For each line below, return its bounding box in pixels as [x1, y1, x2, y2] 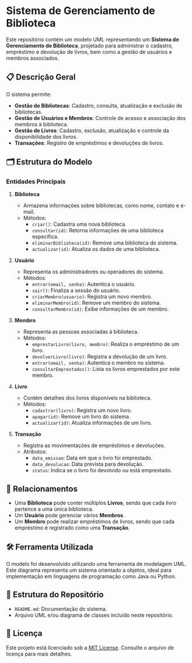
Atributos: [23, 448, 47, 455]
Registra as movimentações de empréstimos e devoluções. [23, 442, 165, 449]
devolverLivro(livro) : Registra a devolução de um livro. [32, 353, 168, 360]
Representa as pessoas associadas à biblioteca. [23, 328, 139, 335]
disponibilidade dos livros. [14, 133, 78, 140]
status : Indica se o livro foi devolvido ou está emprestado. [32, 467, 172, 474]
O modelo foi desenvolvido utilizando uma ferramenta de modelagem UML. [6, 561, 187, 568]
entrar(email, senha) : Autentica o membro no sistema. [32, 359, 165, 366]
